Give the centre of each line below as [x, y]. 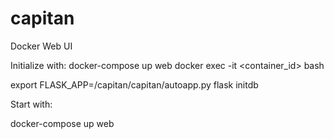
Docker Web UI [41, 46]
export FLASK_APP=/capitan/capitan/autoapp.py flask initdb [134, 84]
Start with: [31, 104]
